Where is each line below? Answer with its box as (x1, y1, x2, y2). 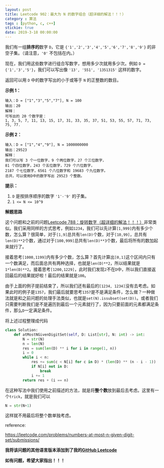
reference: (5, 422, 26, 428)
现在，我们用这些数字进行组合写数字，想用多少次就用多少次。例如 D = (5, 61, 145, 66)
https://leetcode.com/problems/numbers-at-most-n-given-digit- (5, 432, 135, 438)
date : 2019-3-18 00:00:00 (5, 30, 58, 35)
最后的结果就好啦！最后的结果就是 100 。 (9, 272, 89, 278)
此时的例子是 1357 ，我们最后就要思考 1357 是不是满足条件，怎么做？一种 (9, 289, 151, 295)
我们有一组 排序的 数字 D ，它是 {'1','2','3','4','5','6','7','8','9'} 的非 (5, 44, 156, 49)
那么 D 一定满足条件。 (13, 307, 55, 313)
